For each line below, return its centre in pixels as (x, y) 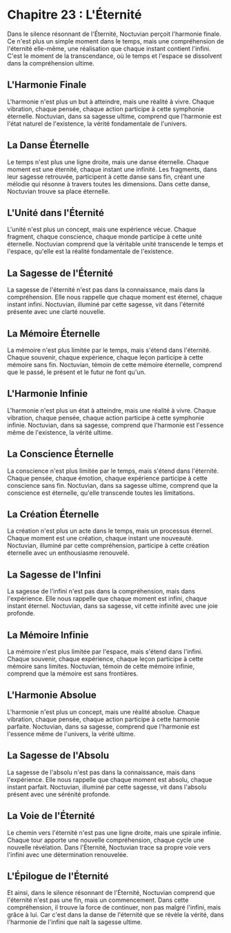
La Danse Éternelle (48, 145)
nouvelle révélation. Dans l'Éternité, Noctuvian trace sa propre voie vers (109, 847)
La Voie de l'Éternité (51, 816)
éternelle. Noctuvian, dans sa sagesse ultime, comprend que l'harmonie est (114, 116)
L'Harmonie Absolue (52, 695)
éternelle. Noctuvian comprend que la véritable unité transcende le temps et (115, 244)
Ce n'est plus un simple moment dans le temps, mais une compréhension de (115, 41)
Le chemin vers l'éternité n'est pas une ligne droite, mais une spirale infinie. (114, 832)
